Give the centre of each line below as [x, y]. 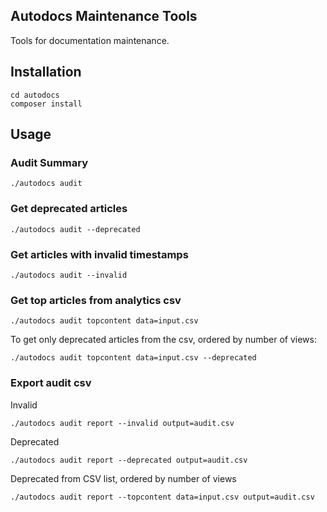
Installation [46, 72]
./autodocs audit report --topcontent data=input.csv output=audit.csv [162, 497]
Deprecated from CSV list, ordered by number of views [123, 478]
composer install [46, 104]
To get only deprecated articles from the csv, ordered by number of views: [163, 340]
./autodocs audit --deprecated [75, 229]
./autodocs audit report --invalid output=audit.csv [122, 423]
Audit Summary [49, 162]
